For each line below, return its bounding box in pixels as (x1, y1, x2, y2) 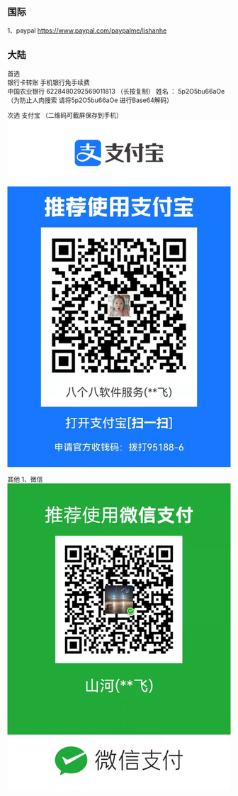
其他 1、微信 (7, 475, 43, 483)
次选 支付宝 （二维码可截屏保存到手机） (7, 111, 123, 119)
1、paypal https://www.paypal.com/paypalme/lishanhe (7, 26, 167, 35)
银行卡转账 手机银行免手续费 (7, 78, 90, 87)
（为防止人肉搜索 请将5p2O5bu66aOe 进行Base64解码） (7, 96, 174, 104)
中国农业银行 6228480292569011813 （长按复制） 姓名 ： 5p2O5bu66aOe (7, 87, 225, 95)
